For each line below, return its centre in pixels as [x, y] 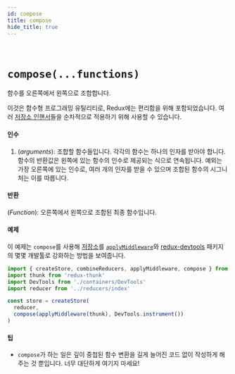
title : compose [30, 20]
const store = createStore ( [49, 301]
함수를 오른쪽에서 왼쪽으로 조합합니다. [59, 93]
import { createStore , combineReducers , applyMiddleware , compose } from [118, 268]
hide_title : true [33, 27]
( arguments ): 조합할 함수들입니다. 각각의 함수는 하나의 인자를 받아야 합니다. [122, 151]
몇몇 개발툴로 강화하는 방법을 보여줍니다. [70, 255]
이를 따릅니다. [50, 177]
